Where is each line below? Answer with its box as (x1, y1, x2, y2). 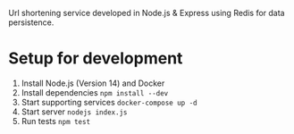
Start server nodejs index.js (21, 106, 128, 117)
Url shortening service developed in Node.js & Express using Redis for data (8, 8, 285, 18)
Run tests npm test (21, 115, 91, 126)
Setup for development (8, 48, 183, 69)
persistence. (8, 17, 55, 28)
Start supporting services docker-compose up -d (21, 96, 197, 107)
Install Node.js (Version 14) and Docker (21, 78, 165, 88)
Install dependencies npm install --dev (21, 87, 169, 97)
